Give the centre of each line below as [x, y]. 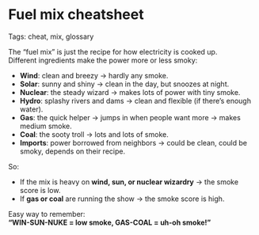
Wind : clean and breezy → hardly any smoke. [94, 75]
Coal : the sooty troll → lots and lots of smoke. [94, 134]
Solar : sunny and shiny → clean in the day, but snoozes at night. [124, 84]
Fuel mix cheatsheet [76, 15]
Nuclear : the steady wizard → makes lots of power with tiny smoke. [130, 92]
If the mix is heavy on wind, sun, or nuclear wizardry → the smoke [129, 182]
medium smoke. [46, 126]
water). [31, 109]
